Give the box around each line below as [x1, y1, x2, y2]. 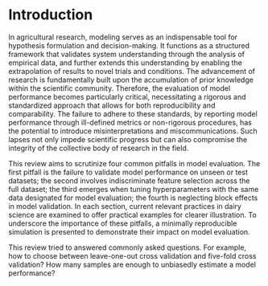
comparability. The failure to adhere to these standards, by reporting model [8, 108, 258, 118]
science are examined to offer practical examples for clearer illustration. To [8, 210, 258, 219]
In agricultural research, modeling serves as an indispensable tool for [8, 32, 238, 42]
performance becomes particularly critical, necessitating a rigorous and [8, 92, 247, 101]
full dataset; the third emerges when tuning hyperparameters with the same [8, 184, 259, 194]
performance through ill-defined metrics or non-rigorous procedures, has [8, 117, 252, 127]
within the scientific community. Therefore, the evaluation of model [8, 83, 231, 93]
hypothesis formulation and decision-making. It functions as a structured [8, 40, 250, 50]
